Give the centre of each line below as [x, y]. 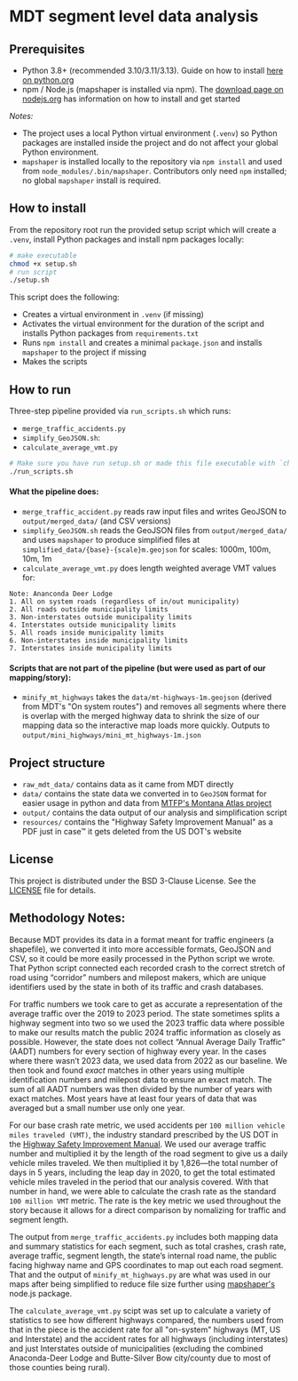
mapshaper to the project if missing [84, 352]
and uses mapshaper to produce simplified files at [111, 540]
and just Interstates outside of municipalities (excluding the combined [136, 1348]
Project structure [57, 763]
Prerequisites [47, 49]
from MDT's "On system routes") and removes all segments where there [154, 706]
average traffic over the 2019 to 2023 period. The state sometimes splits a [145, 1013]
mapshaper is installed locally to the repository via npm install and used [152, 161]
